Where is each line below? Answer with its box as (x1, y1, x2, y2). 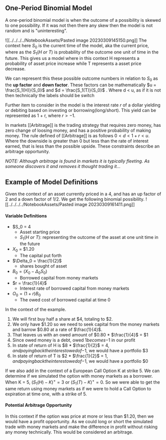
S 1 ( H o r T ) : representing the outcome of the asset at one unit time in (19, 234, 159, 242)
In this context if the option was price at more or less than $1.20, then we (5, 413, 154, 419)
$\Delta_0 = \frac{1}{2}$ (12, 258, 62, 264)
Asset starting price (19, 229, 60, 235)
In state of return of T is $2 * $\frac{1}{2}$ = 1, (12, 353, 108, 359)
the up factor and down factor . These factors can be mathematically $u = (5, 82, 157, 88)
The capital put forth (19, 252, 62, 258)
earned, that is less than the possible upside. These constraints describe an (5, 143, 160, 149)
